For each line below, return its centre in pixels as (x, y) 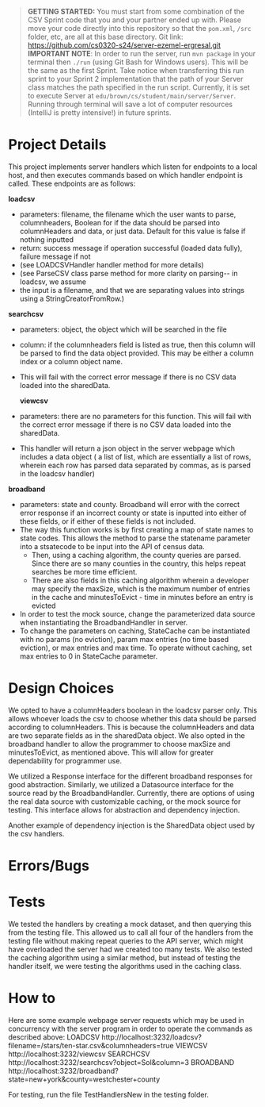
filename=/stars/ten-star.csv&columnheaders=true (91, 1045)
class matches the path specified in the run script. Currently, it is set (139, 87)
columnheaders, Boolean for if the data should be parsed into (119, 222)
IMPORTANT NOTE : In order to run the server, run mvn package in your (142, 54)
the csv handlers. (36, 833)
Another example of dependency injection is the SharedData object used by (132, 825)
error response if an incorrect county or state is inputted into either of (133, 513)
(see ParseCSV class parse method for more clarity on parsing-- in (129, 273)
